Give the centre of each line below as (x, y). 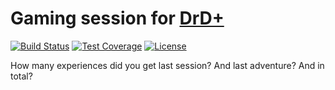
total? (21, 76)
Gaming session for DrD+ (117, 18)
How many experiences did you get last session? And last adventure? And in (167, 65)
